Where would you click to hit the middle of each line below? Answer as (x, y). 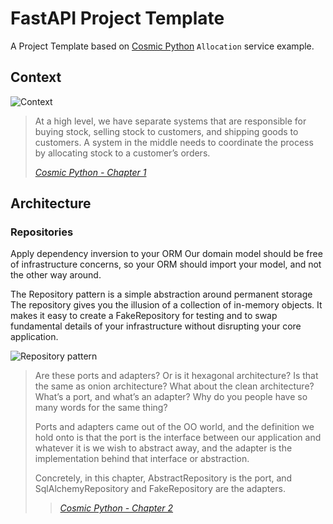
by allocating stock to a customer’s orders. (122, 153)
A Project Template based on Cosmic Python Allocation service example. (162, 46)
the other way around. (56, 275)
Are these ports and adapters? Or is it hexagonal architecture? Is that (176, 376)
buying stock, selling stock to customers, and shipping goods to (166, 131)
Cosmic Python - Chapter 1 (90, 172)
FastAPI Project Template (117, 18)
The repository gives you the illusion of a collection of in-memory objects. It (166, 305)
